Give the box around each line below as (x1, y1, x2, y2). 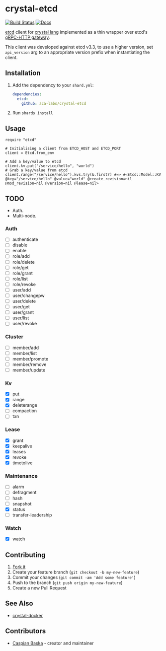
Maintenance (5, 473, 38, 480)
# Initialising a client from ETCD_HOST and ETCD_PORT (5, 146, 121, 151)
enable (12, 248, 27, 254)
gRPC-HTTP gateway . (5, 34, 50, 40)
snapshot (12, 501, 32, 506)
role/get (12, 264, 29, 271)
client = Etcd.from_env (5, 150, 55, 155)
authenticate (12, 236, 38, 242)
